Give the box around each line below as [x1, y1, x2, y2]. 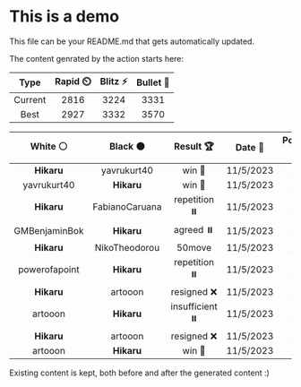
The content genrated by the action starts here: [9, 53, 185, 64]
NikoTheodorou [94, 241, 160, 254]
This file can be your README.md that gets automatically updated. [9, 36, 255, 47]
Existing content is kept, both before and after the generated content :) [9, 367, 271, 378]
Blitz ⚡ [99, 74, 128, 87]
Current [13, 93, 47, 106]
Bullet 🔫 [135, 76, 170, 89]
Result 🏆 [174, 140, 215, 152]
